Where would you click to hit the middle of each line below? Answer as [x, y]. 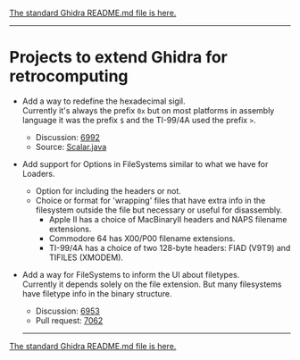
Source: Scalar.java [71, 147]
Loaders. [38, 173]
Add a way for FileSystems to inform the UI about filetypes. [131, 274]
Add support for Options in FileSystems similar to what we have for [145, 163]
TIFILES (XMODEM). [86, 257]
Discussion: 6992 [68, 137]
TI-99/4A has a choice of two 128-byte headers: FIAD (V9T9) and [170, 247]
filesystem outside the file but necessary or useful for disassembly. [159, 210]
